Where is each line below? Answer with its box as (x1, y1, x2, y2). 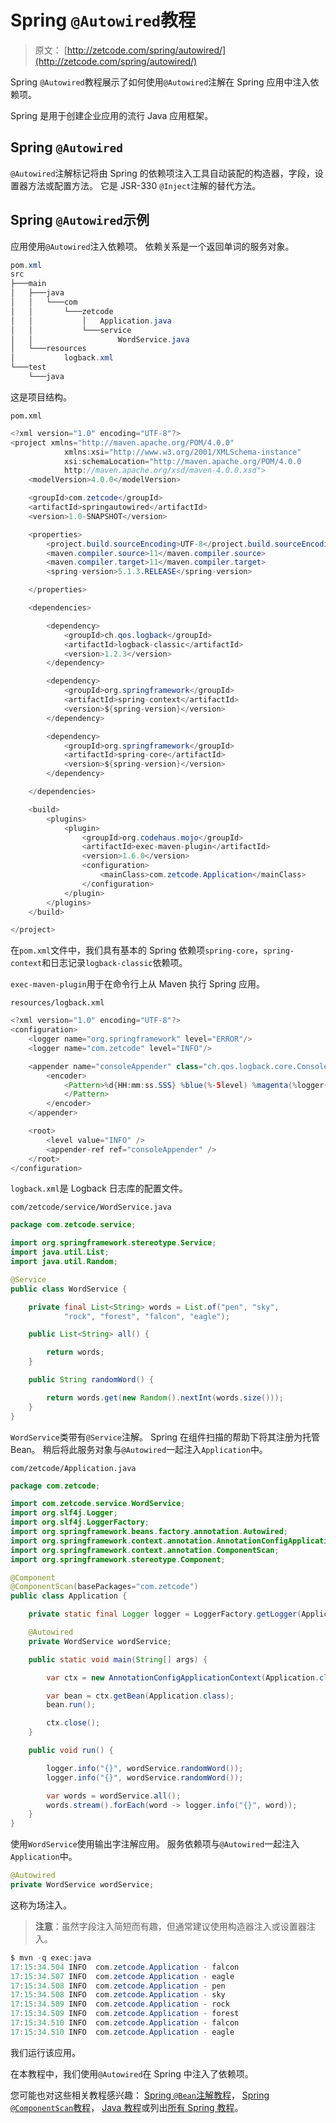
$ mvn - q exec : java (10, 1952, 92, 1963)
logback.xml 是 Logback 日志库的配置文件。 (10, 1182, 188, 1195)
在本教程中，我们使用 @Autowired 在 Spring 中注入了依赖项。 (10, 2067, 254, 2080)
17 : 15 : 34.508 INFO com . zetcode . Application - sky (10, 1990, 226, 2000)
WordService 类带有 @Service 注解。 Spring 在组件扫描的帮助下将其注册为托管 (10, 1431, 321, 1443)
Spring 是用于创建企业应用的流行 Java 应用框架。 (10, 109, 214, 121)
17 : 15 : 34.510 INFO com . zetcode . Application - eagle (10, 2027, 235, 2037)
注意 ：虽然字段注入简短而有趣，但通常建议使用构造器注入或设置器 (34, 1920, 307, 1932)
